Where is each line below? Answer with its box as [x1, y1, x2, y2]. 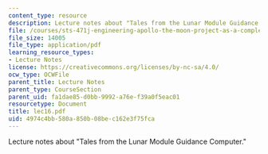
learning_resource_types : [8, 48, 94, 56]
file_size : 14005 [8, 33, 66, 42]
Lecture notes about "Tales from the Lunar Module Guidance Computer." [8, 137, 247, 146]
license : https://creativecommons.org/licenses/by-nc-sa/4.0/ [8, 64, 219, 71]
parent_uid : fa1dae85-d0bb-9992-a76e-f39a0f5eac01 [8, 93, 180, 101]
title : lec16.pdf [8, 108, 66, 116]
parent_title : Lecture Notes [8, 78, 105, 86]
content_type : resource [8, 11, 88, 20]
